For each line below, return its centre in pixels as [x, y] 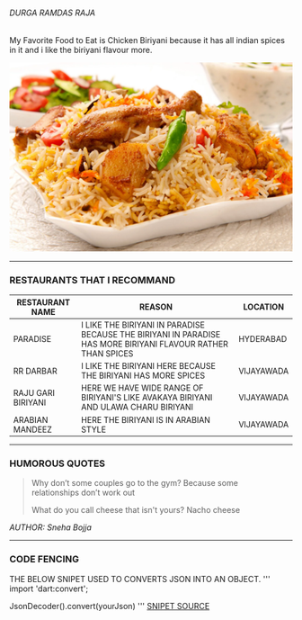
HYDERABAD [262, 339]
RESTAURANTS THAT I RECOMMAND [92, 280]
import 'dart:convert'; [49, 589]
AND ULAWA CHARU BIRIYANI [137, 407]
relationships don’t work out [83, 493]
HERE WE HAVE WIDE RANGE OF [142, 388]
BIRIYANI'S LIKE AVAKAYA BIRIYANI [147, 398]
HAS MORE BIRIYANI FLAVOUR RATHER [155, 344]
